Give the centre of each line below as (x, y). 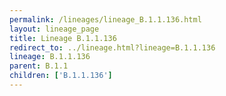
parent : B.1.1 (39, 66)
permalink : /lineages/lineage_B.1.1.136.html (105, 19)
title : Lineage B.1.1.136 (63, 38)
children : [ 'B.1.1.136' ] (61, 76)
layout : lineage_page (54, 29)
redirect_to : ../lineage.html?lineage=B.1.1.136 (112, 47)
